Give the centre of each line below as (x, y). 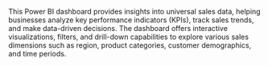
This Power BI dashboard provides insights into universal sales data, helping (134, 12)
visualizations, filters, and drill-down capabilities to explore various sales (129, 37)
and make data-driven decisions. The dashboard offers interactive (118, 28)
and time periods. (37, 54)
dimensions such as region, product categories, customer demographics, (130, 45)
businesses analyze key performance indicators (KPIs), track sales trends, (131, 20)
